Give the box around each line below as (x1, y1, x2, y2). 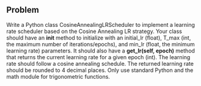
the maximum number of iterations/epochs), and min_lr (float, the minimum (6, 40, 195, 48)
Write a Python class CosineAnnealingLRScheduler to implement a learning (6, 21, 196, 28)
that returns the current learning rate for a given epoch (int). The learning (6, 53, 191, 60)
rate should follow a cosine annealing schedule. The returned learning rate (6, 60, 194, 67)
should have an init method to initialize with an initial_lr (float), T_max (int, (6, 34, 191, 41)
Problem (6, 5, 40, 15)
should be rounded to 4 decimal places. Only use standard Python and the (6, 66, 194, 74)
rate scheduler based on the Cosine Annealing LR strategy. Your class (6, 27, 182, 35)
